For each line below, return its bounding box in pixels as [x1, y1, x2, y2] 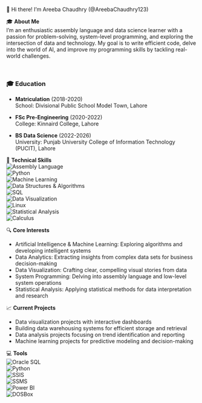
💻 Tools [6, 350, 28, 357]
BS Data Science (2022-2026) [15, 132, 92, 139]
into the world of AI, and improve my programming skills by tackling [6, 46, 174, 53]
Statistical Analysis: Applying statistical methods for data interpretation [15, 285, 192, 293]
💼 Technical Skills [6, 156, 52, 164]
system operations [15, 279, 62, 287]
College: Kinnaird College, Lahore [15, 120, 99, 127]
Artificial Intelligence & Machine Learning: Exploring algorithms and [15, 241, 183, 248]
